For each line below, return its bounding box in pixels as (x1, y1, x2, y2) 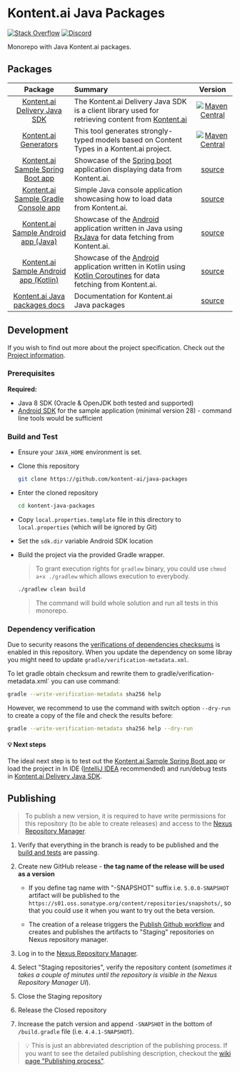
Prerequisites (7, 369, 55, 379)
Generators (20, 139, 59, 149)
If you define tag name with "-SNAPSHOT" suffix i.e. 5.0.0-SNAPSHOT (28, 883, 230, 892)
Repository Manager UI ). (17, 978, 91, 986)
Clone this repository (17, 462, 80, 471)
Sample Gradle (14, 194, 64, 204)
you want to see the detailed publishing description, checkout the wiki (24, 1048, 231, 1058)
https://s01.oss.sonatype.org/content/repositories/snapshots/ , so (28, 898, 231, 907)
